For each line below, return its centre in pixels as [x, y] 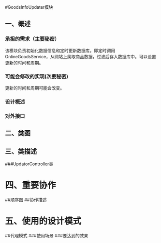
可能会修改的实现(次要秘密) [37, 76]
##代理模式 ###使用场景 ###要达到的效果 [47, 235]
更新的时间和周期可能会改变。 [35, 88]
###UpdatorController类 [29, 164]
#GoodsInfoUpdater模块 [29, 7]
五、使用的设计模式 [43, 221]
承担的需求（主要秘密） [32, 39]
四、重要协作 [31, 185]
